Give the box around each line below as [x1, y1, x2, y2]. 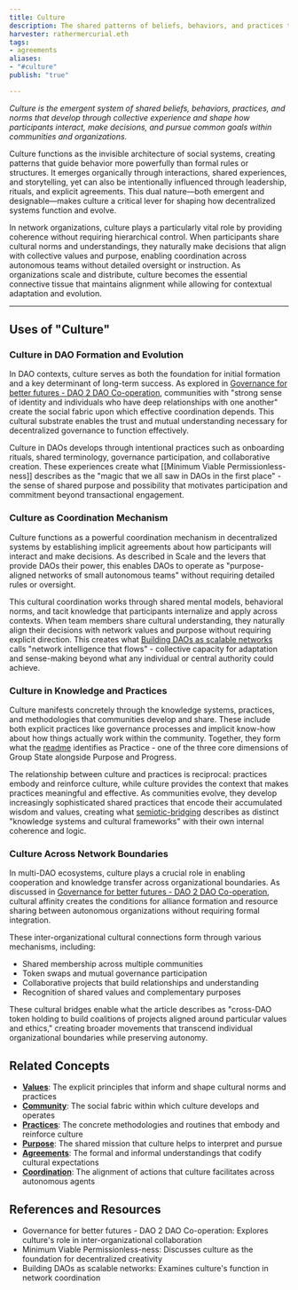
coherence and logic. [9, 826, 87, 837]
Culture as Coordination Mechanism [9, 512, 169, 524]
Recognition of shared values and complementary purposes [21, 987, 241, 998]
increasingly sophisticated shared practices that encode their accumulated [9, 798, 283, 808]
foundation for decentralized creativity [21, 1253, 162, 1264]
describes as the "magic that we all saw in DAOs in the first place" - [34, 471, 282, 482]
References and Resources [9, 1201, 161, 1216]
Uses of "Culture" [9, 322, 111, 337]
